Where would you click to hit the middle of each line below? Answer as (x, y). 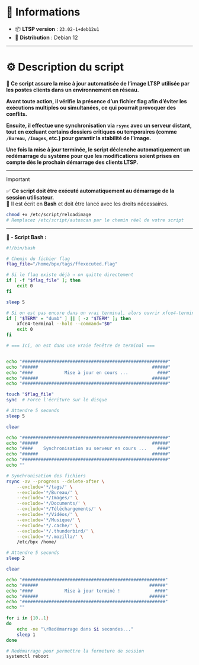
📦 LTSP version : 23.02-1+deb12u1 (57, 28)
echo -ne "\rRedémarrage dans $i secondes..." (75, 629)
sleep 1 (26, 635)
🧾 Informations (43, 12)
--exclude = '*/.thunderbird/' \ (55, 531)
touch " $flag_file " (30, 394)
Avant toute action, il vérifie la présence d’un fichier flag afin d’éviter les (97, 101)
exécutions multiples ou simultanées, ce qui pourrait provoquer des (91, 107)
